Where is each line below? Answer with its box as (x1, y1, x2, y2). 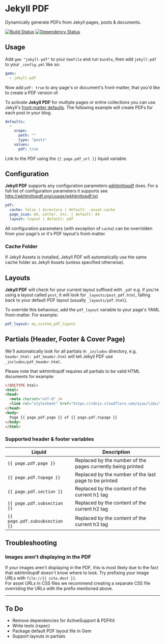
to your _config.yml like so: (5, 61, 60, 67)
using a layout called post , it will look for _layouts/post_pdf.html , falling (5, 292, 151, 298)
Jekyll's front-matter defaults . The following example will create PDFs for (5, 104, 153, 110)
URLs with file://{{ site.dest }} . (5, 575, 77, 581)
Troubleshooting (5, 539, 57, 547)
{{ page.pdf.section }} (7, 488, 63, 494)
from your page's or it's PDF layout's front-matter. (5, 230, 107, 236)
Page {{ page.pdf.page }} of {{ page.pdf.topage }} (9, 415, 118, 420)
